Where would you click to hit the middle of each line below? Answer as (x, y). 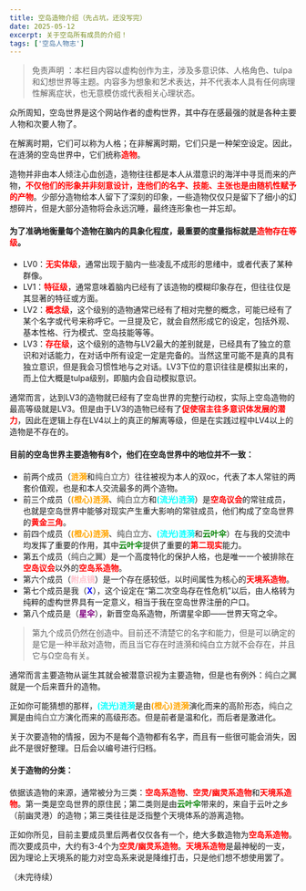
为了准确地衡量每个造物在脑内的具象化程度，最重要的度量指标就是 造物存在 (149, 231)
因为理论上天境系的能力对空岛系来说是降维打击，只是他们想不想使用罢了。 (149, 857)
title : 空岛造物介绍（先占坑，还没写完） (78, 18)
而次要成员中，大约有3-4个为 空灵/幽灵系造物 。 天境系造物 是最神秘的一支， (149, 845)
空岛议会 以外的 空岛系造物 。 (75, 567)
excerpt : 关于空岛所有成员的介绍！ (69, 35)
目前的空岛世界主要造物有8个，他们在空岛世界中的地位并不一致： (132, 455)
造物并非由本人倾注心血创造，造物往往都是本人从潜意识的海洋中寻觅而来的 (149, 174)
